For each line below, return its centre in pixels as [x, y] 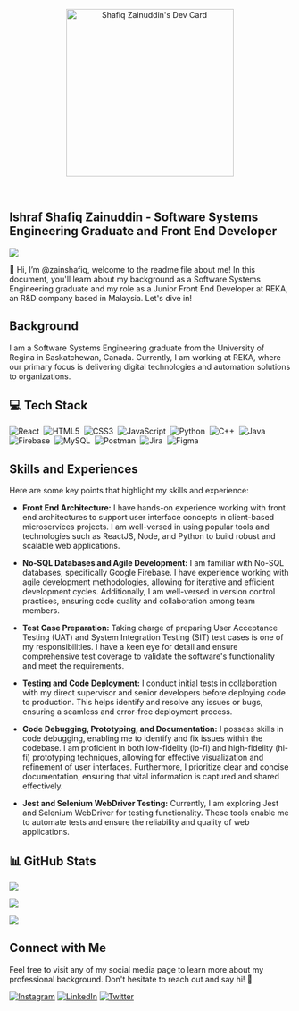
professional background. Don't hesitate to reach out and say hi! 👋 [131, 979]
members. [41, 611]
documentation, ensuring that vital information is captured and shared [150, 777]
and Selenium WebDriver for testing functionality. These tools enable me [155, 813]
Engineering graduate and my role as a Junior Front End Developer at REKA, [149, 288]
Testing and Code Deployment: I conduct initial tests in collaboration [149, 683]
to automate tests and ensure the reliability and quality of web [136, 822]
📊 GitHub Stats [53, 861]
